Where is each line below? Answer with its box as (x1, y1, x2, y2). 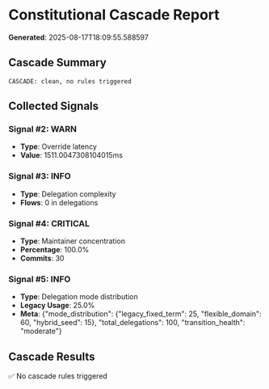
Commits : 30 (19, 253, 65, 264)
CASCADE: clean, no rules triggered (8, 77, 132, 86)
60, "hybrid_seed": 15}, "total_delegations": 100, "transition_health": (19, 318, 246, 328)
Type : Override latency (19, 142, 97, 151)
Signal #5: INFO (8, 273, 71, 285)
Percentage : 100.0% (19, 245, 90, 255)
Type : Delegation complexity (19, 188, 116, 199)
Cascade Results (8, 349, 95, 363)
